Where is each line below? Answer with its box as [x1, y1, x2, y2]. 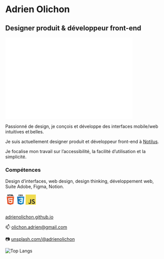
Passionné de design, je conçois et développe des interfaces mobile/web [5, 123, 158, 130]
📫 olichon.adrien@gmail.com [5, 224, 68, 230]
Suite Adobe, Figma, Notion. [5, 183, 64, 190]
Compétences [5, 166, 41, 173]
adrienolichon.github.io [5, 214, 54, 220]
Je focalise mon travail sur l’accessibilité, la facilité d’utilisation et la [5, 149, 146, 155]
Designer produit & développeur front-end [5, 24, 141, 32]
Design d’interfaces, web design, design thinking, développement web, [5, 178, 154, 184]
